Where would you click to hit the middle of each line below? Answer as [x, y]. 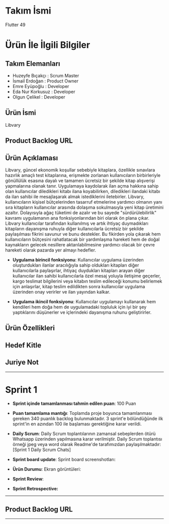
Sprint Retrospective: [35, 489]
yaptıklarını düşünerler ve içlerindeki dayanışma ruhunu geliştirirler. [82, 312]
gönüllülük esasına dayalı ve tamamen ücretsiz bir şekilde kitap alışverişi [80, 181]
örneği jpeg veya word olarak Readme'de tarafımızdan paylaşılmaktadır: [87, 445]
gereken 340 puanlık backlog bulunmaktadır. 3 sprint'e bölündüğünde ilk [88, 419]
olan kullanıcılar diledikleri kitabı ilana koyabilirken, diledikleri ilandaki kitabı [83, 191]
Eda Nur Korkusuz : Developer [44, 92]
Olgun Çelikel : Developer [39, 97]
